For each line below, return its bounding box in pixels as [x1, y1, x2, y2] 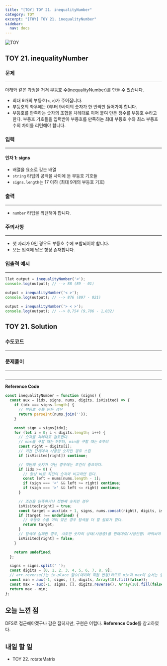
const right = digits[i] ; [18, 444, 72, 449]
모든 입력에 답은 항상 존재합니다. [12, 246, 75, 252]
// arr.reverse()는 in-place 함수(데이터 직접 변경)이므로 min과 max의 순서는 [9, 573, 158, 578]
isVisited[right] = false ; [18, 536, 75, 541]
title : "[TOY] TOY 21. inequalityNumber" [5, 7, 92, 12]
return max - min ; [9, 586, 48, 591]
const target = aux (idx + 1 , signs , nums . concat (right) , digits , [18, 508, 157, 513]
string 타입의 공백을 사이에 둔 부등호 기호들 [12, 173, 98, 179]
